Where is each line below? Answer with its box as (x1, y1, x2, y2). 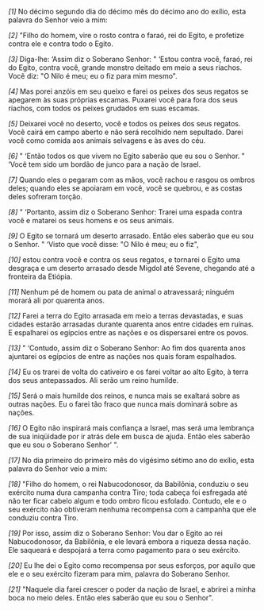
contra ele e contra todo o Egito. (8, 39, 113, 48)
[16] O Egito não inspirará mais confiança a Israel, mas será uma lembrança (8, 423, 254, 432)
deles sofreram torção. (8, 192, 83, 201)
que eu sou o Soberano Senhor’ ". (8, 440, 119, 450)
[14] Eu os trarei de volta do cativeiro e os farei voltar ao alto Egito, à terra (8, 367, 249, 376)
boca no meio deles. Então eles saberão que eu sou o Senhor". (8, 593, 214, 602)
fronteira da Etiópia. (8, 272, 73, 281)
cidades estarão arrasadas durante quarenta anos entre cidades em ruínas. (8, 319, 254, 329)
